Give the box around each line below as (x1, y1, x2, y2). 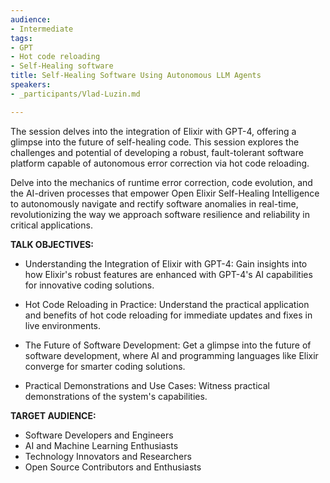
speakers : (10, 80, 52, 90)
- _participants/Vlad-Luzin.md (10, 89, 141, 99)
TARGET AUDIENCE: (10, 409, 97, 421)
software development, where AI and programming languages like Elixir (24, 349, 319, 361)
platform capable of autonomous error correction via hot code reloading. (10, 157, 310, 169)
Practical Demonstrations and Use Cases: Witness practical (24, 379, 270, 391)
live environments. (24, 319, 102, 331)
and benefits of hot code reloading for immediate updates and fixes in (24, 309, 313, 321)
